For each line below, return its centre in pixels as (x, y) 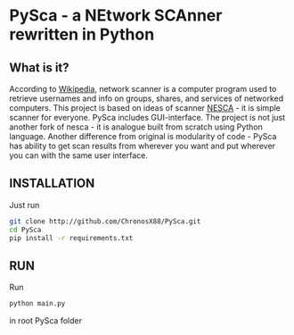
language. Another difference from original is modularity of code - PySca (143, 136)
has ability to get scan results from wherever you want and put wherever (143, 146)
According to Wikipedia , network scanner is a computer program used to (143, 89)
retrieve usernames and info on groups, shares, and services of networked (147, 98)
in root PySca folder (46, 321)
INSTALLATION (52, 184)
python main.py (37, 304)
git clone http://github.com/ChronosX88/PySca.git (105, 221)
